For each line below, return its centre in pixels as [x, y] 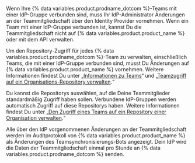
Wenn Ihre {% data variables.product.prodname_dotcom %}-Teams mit [91, 8]
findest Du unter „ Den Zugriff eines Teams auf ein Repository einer [86, 112]
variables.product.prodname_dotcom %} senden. [65, 154]
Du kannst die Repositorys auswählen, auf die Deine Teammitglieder [88, 93]
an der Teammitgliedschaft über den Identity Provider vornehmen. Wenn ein [97, 21]
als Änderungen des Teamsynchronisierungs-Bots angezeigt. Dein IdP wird [96, 142]
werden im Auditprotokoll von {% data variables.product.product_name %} [96, 136]
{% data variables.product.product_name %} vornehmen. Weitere [85, 69]
